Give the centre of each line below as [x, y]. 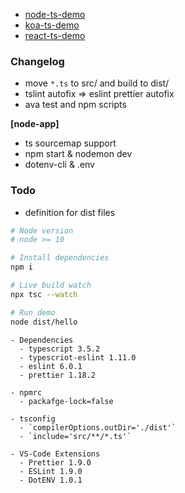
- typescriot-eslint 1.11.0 [78, 357]
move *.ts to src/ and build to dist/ [97, 83]
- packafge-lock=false [66, 401]
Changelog [37, 61]
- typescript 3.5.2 [60, 349]
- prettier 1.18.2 [58, 375]
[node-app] [35, 124]
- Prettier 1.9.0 [55, 462]
